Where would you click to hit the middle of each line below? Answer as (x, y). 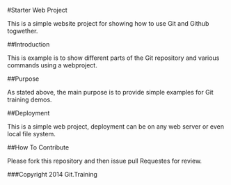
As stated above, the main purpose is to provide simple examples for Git (110, 92)
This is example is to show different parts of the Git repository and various (113, 58)
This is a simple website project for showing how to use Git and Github (108, 23)
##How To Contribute (38, 147)
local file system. (31, 134)
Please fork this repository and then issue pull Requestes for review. (105, 161)
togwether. (23, 31)
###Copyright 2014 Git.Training (52, 174)
